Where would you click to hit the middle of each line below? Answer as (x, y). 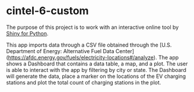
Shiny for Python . (27, 33)
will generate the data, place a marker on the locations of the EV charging (96, 76)
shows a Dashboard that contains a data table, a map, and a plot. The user (97, 64)
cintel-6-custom (47, 11)
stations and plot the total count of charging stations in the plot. (84, 82)
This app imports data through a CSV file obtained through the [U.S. (89, 45)
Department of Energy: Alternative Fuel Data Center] (70, 51)
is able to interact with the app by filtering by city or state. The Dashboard (96, 70)
